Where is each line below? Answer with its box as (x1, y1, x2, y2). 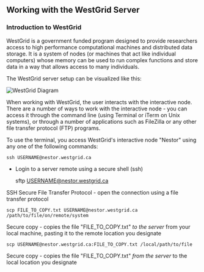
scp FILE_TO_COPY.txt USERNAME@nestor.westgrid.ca (6, 207, 138, 213)
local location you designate (6, 259, 78, 266)
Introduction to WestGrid (6, 23, 82, 32)
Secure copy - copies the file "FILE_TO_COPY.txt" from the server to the (6, 252, 188, 259)
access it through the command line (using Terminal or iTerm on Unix (6, 111, 180, 118)
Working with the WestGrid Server (6, 5, 140, 15)
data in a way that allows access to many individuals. (6, 63, 139, 70)
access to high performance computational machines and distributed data (6, 43, 193, 51)
